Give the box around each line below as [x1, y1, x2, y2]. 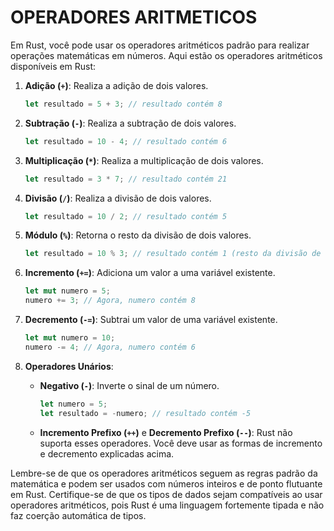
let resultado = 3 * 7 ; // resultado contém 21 [24, 174, 228, 184]
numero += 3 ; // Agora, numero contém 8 [24, 296, 196, 306]
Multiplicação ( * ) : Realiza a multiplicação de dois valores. [24, 154, 264, 166]
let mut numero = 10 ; [24, 333, 116, 343]
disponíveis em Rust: [10, 60, 97, 72]
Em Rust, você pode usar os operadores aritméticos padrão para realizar [10, 39, 310, 51]
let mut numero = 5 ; [24, 286, 111, 296]
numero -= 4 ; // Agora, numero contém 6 [24, 342, 196, 352]
